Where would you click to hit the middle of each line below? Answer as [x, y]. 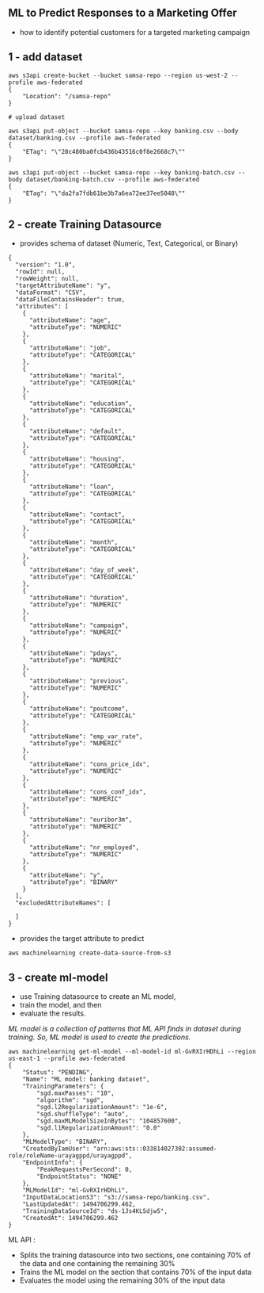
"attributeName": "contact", [77, 515]
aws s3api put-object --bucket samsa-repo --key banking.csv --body [123, 131]
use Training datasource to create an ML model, [98, 997]
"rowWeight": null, [47, 279]
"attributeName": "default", [77, 431]
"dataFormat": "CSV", [51, 293]
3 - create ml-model [58, 977]
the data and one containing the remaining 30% [97, 1264]
